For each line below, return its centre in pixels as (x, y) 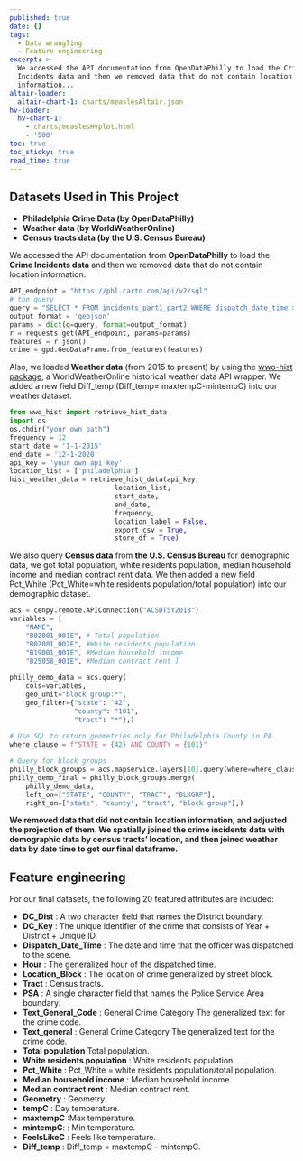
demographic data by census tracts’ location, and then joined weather (143, 840)
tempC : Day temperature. (71, 1109)
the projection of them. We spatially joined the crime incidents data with (147, 830)
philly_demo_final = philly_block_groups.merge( (102, 777)
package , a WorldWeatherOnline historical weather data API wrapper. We (145, 376)
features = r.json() (48, 341)
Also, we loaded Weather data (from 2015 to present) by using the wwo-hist (151, 367)
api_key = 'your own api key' (66, 463)
